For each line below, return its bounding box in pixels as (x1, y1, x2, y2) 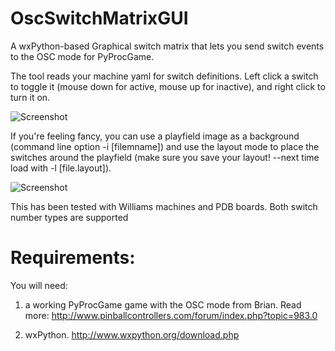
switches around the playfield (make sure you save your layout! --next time (10, 151, 320, 163)
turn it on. (10, 91, 51, 103)
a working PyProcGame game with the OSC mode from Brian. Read (24, 298, 302, 311)
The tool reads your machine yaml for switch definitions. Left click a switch (10, 70, 319, 82)
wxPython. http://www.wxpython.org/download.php (24, 328, 240, 341)
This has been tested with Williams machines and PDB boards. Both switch (10, 200, 318, 212)
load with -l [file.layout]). (10, 162, 112, 174)
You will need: (10, 279, 68, 291)
